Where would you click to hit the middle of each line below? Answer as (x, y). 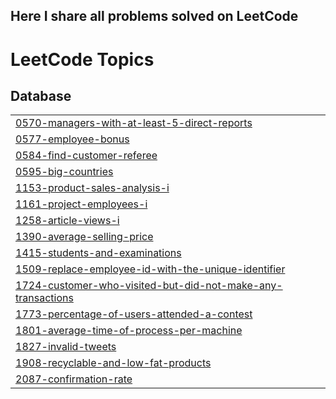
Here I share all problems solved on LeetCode (154, 16)
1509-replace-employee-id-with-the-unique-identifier (150, 269)
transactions (44, 298)
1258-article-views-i (67, 221)
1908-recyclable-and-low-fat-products (113, 363)
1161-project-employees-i (81, 204)
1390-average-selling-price (84, 237)
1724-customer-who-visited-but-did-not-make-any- (149, 286)
